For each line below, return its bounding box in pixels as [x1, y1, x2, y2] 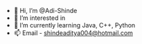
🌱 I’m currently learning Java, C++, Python [13, 21, 136, 29]
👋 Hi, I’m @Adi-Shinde [13, 7, 78, 14]
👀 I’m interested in [13, 14, 66, 22]
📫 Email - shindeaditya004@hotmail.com [13, 29, 134, 37]
